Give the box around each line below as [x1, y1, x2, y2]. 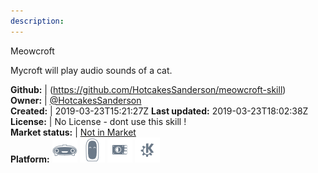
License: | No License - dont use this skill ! [10, 115, 187, 127]
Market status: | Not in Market [10, 126, 137, 138]
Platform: [10, 153, 50, 165]
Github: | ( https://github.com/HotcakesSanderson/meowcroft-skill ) [10, 83, 287, 95]
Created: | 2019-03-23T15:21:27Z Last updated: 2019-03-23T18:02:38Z [10, 105, 309, 117]
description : [10, 16, 65, 26]
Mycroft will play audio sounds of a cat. [10, 64, 173, 76]
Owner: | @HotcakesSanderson [10, 94, 142, 106]
